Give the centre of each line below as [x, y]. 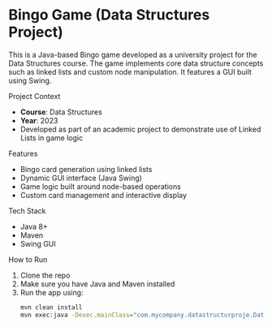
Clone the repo [45, 275]
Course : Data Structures [61, 112]
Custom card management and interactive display [104, 195]
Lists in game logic [52, 138]
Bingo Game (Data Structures [109, 15]
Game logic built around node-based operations [100, 186]
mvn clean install [51, 307]
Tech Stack [27, 211]
